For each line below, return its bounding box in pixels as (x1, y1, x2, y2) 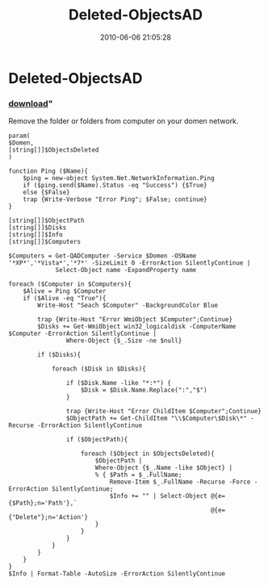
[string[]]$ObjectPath (8, 216, 85, 225)
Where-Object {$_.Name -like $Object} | (94, 464, 232, 472)
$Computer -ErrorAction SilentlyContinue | (8, 329, 157, 338)
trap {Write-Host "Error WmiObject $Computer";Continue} (37, 316, 232, 324)
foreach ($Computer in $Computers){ (8, 280, 132, 288)
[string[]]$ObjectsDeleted (8, 146, 99, 154)
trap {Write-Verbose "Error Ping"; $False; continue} (23, 195, 207, 203)
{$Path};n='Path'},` (8, 499, 78, 508)
